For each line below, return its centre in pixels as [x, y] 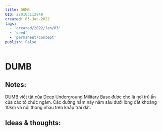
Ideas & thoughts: [33, 123]
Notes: [16, 85]
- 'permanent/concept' [33, 38]
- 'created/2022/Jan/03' [35, 28]
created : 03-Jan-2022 [27, 19]
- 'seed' [19, 33]
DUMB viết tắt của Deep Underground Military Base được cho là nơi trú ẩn [81, 97]
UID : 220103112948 [24, 14]
